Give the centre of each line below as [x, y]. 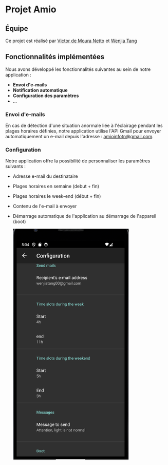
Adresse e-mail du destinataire [45, 176]
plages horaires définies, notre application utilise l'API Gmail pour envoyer [83, 131]
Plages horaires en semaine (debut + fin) [56, 187]
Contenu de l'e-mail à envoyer [45, 206]
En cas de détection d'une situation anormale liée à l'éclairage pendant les [84, 126]
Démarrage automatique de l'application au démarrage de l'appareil [85, 216]
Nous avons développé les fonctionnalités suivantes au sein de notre [78, 69]
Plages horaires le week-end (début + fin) [57, 196]
